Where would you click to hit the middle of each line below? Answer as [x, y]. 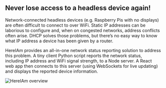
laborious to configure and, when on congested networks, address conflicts [83, 30]
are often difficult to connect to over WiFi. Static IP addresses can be [75, 25]
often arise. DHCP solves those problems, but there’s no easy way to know [81, 35]
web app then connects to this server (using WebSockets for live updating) [82, 66]
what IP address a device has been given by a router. [59, 41]
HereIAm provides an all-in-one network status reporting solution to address [83, 50]
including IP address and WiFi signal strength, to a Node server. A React [79, 60]
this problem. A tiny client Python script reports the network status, [74, 56]
